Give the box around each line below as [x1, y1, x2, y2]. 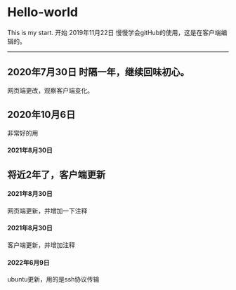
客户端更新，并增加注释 [7, 240, 75, 249]
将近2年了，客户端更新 [7, 169, 106, 180]
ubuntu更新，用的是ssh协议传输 [7, 275, 100, 284]
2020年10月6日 [7, 109, 76, 121]
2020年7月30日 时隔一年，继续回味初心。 [7, 66, 190, 78]
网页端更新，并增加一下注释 [7, 206, 88, 215]
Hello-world [7, 4, 79, 20]
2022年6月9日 [7, 258, 51, 267]
